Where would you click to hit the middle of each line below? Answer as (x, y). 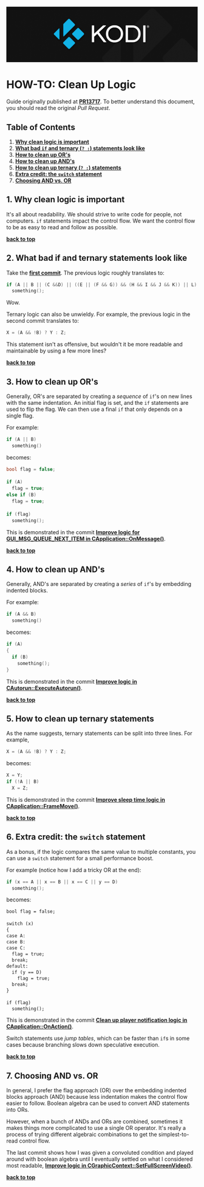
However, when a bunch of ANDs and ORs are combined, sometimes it (95, 1121)
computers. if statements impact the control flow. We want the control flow (101, 221)
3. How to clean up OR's (52, 381)
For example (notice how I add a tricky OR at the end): (74, 870)
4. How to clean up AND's (56, 569)
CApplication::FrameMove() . (43, 806)
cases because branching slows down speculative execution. (83, 1045)
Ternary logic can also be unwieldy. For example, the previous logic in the (98, 314)
